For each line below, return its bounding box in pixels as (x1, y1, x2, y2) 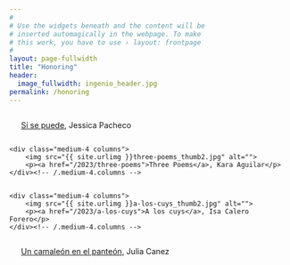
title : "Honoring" (9, 63, 78, 72)
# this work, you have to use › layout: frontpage (9, 37, 202, 47)
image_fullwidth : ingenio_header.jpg (17, 79, 158, 88)
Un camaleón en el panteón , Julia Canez (21, 245, 170, 256)
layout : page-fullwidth (9, 54, 98, 63)
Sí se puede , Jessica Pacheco (21, 119, 132, 130)
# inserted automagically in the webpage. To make (9, 29, 202, 38)
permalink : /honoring (9, 87, 90, 96)
